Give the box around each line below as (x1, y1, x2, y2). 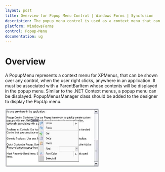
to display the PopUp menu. (5, 98, 62, 104)
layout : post (5, 8, 32, 13)
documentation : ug (5, 34, 43, 39)
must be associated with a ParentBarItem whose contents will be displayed (5, 83, 158, 88)
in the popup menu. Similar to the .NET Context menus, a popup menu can (5, 88, 157, 94)
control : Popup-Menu (5, 29, 48, 34)
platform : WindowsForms (5, 24, 54, 29)
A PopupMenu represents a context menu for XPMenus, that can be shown (5, 72, 158, 78)
